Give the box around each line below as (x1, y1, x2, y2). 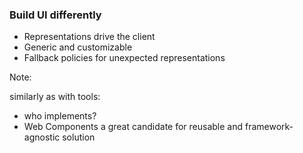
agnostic (23, 131, 61, 143)
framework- (244, 121, 294, 133)
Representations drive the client (23, 31, 156, 43)
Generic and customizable (23, 41, 133, 53)
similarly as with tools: (9, 91, 101, 103)
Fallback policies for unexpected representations (23, 52, 226, 64)
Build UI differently (9, 8, 102, 22)
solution (62, 131, 96, 143)
